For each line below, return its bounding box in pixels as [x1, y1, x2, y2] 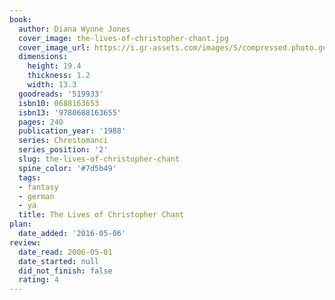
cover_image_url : [18, 42, 91, 53]
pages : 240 [18, 117, 64, 127]
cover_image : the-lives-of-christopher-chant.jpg [18, 33, 229, 43]
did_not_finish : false [18, 266, 113, 276]
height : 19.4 [27, 61, 82, 71]
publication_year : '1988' [18, 126, 127, 136]
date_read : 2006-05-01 [18, 247, 113, 257]
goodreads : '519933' [18, 89, 104, 99]
